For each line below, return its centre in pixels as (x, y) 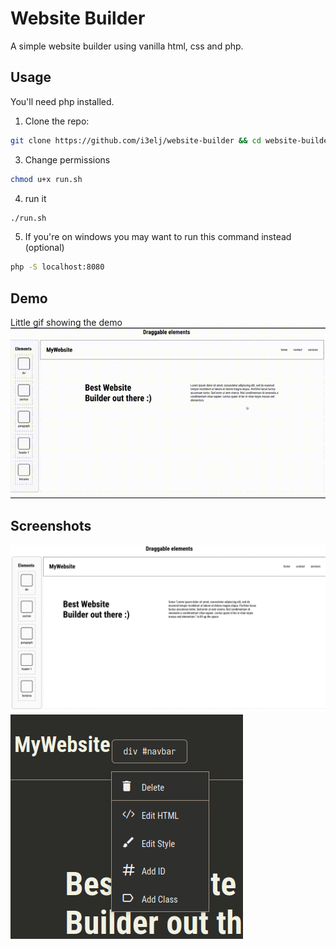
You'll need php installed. (62, 101)
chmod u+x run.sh (46, 179)
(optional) (44, 248)
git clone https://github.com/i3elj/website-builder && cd (136, 140)
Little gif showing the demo (66, 323)
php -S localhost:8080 (57, 267)
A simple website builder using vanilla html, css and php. (127, 46)
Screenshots (51, 526)
